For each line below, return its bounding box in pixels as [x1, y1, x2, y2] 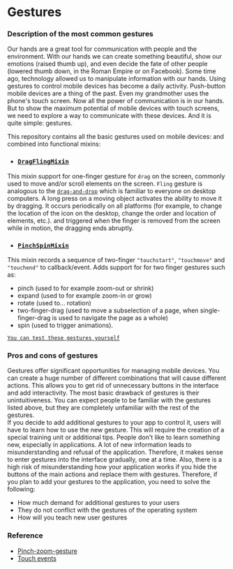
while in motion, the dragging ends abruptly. [7, 224, 134, 232]
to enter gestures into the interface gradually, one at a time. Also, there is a [7, 455, 222, 464]
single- [200, 306, 220, 314]
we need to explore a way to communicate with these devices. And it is [7, 112, 211, 120]
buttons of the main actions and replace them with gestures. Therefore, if [7, 470, 218, 478]
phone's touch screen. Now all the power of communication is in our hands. [7, 97, 225, 105]
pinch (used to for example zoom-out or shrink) [17, 284, 154, 293]
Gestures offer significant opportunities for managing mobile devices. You [7, 367, 220, 375]
